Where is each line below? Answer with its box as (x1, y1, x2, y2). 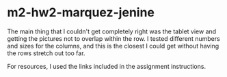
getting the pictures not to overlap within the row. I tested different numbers (7, 34, 220, 42)
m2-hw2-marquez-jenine (7, 5, 155, 20)
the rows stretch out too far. (7, 49, 85, 57)
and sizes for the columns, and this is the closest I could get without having (7, 42, 219, 50)
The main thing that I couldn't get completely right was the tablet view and (7, 27, 217, 35)
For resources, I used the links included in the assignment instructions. (7, 62, 206, 70)
